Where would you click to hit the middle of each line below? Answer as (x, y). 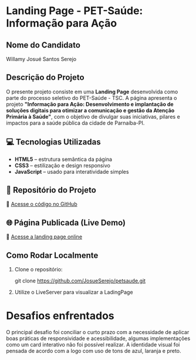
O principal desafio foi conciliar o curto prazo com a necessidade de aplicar (98, 332)
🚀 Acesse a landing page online (44, 237)
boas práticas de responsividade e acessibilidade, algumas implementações (98, 338)
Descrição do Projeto (45, 78)
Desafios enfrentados (60, 316)
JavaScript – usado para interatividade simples (72, 171)
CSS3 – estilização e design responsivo (62, 165)
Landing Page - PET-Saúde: (75, 11)
